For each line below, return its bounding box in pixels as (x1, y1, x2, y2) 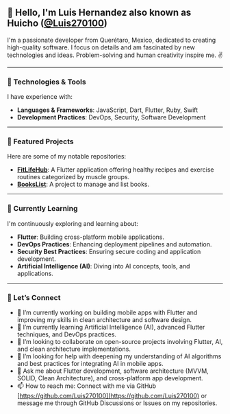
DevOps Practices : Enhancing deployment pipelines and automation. (16, 240, 212, 248)
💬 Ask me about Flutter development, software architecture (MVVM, (16, 367, 209, 375)
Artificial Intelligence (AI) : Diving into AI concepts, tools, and (16, 262, 190, 270)
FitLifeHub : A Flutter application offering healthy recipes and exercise (16, 165, 214, 174)
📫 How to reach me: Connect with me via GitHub (16, 382, 156, 390)
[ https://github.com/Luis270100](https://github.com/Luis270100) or (16, 392, 207, 400)
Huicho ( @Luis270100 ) (7, 18, 107, 30)
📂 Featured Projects (7, 137, 74, 146)
